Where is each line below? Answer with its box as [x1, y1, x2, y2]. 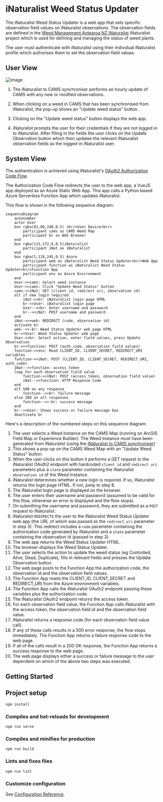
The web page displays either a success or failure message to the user [12, 653, 154, 659]
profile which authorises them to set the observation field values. [5, 50, 135, 56]
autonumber [14, 216, 36, 221]
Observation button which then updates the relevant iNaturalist [12, 135, 139, 141]
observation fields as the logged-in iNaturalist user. [12, 140, 115, 146]
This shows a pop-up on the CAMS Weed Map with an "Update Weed [12, 445, 152, 452]
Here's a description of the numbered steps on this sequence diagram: [5, 421, 147, 426]
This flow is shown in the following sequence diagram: [5, 202, 114, 208]
